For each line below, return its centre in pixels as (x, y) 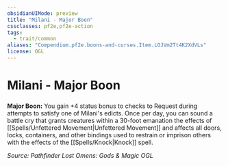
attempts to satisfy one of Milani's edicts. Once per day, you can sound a (110, 113)
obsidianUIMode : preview (42, 13)
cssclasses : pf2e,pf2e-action (50, 26)
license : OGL (26, 52)
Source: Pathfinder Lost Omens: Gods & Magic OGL (80, 155)
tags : (15, 32)
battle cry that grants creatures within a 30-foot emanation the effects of (110, 120)
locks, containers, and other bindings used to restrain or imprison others (109, 135)
